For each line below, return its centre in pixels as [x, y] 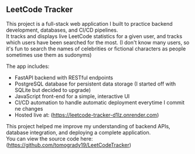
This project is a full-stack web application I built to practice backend [89, 23]
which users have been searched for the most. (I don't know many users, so [98, 42]
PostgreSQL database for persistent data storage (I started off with [95, 84]
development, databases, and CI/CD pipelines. [62, 30]
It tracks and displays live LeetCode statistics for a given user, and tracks [94, 36]
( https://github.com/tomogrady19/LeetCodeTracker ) [69, 145]
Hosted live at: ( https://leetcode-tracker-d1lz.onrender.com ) [87, 115]
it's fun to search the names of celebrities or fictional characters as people [96, 49]
